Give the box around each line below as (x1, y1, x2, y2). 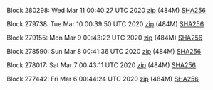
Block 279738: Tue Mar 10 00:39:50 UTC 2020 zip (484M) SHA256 (6, 20, 204, 28)
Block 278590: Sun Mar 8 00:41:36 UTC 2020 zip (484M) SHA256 (6, 47, 202, 55)
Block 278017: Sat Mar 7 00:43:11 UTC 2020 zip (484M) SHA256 (6, 61, 197, 69)
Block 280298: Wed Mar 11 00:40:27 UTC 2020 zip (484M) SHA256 (6, 6, 206, 14)
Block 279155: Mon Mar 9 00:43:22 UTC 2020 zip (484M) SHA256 (6, 33, 203, 42)
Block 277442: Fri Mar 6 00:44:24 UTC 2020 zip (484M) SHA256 (6, 74, 199, 83)
